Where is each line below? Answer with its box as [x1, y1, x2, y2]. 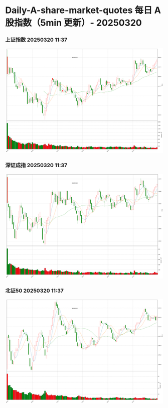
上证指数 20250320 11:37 [5, 36, 68, 43]
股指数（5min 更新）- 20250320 [5, 17, 142, 29]
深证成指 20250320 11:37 [5, 162, 68, 169]
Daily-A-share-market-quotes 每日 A [5, 5, 161, 16]
